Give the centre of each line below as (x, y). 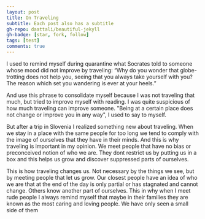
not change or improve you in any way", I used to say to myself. (87, 115)
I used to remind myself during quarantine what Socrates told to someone (99, 63)
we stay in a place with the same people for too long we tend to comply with (103, 133)
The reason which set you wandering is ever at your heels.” (81, 83)
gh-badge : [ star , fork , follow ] (48, 35)
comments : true (26, 47)
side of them (22, 210)
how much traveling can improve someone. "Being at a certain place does (100, 108)
